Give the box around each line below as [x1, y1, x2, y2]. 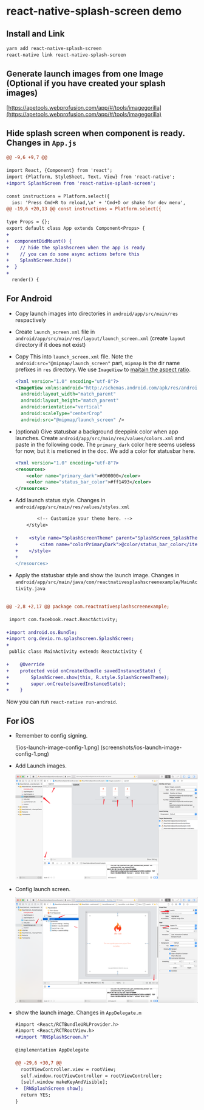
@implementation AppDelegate [15, 1047, 89, 1053]
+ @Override [6, 661, 45, 667]
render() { [12, 277, 39, 283]
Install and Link [6, 29, 65, 39]
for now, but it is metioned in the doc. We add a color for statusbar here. [15, 447, 195, 455]
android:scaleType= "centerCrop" [21, 410, 103, 417]
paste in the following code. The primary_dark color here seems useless [15, 441, 195, 448]
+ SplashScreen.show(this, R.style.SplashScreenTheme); [6, 674, 170, 680]
